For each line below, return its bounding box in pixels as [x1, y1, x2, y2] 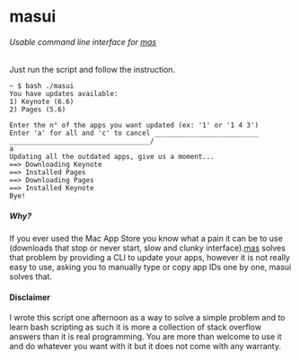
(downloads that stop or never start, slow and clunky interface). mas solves [9, 242, 286, 253]
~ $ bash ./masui [9, 82, 75, 91]
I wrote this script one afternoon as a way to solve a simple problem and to [9, 312, 286, 322]
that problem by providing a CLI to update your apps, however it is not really [9, 252, 290, 263]
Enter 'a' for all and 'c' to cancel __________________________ [9, 128, 259, 138]
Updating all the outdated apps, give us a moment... [9, 153, 216, 162]
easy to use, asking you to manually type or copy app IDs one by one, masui [9, 262, 292, 273]
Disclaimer [9, 292, 51, 303]
